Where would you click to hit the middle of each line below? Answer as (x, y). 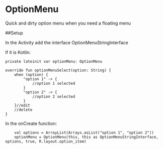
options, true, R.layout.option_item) (46, 141)
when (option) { (31, 74)
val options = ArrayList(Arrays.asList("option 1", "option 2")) (84, 132)
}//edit (22, 105)
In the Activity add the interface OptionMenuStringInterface (67, 42)
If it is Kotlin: (18, 52)
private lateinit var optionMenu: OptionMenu (54, 61)
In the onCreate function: (31, 123)
